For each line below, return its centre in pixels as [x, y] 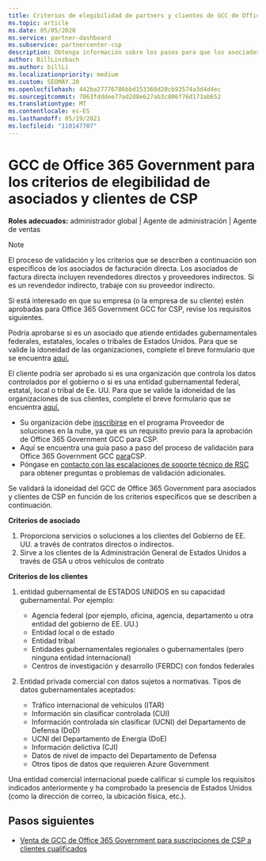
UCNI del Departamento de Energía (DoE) [99, 738]
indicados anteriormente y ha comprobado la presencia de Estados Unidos [130, 787]
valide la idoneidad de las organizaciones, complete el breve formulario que [131, 349]
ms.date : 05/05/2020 [42, 30]
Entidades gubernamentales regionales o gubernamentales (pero [137, 649]
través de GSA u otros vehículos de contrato [92, 561]
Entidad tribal [53, 640]
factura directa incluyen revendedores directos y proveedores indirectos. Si [131, 276]
